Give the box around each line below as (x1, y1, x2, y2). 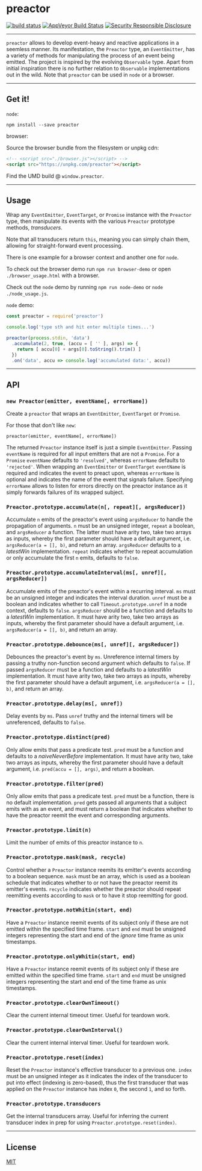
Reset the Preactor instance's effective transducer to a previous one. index (6, 1066, 192, 1073)
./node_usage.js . (6, 290, 49, 297)
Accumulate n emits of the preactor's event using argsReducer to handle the (6, 516, 194, 523)
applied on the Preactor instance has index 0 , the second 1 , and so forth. (6, 1085, 186, 1092)
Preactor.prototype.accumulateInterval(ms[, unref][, (6, 569, 167, 576)
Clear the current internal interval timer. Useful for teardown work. (6, 1038, 170, 1046)
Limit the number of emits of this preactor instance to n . (6, 839, 144, 846)
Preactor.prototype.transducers (6, 1100, 101, 1107)
